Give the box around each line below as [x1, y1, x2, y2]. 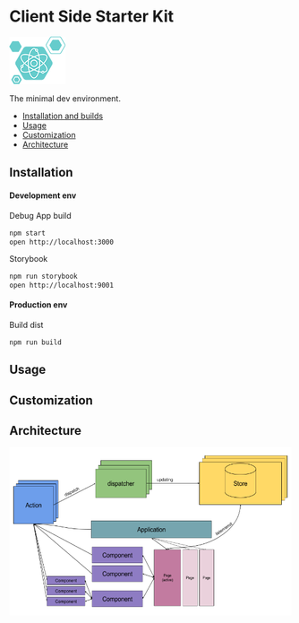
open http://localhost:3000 [9, 238, 115, 247]
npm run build [9, 338, 63, 347]
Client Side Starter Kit [9, 6, 175, 27]
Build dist [9, 319, 44, 330]
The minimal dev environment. [9, 92, 121, 104]
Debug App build [9, 210, 72, 221]
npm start [9, 229, 47, 238]
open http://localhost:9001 [9, 281, 115, 290]
